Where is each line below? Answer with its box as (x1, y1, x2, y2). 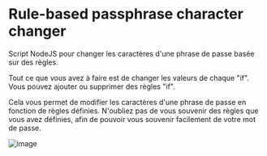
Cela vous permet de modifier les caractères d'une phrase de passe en (8, 97, 247, 107)
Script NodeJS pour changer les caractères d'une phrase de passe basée (8, 48, 255, 58)
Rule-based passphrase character (8, 5, 243, 23)
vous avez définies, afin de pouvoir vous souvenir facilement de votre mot (8, 114, 256, 124)
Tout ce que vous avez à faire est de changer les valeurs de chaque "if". (8, 73, 250, 82)
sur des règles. (8, 57, 58, 67)
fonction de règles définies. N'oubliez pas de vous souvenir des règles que (8, 106, 259, 116)
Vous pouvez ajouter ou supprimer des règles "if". (8, 82, 176, 91)
